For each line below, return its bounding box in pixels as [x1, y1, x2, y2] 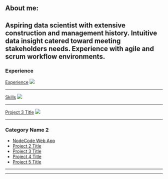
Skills [5, 94, 16, 100]
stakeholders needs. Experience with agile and [5, 44, 154, 53]
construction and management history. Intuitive [5, 28, 157, 37]
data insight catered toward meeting [5, 36, 121, 45]
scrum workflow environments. [5, 52, 105, 60]
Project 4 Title [12, 153, 41, 159]
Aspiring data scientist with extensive [5, 21, 126, 29]
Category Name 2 [5, 126, 49, 133]
